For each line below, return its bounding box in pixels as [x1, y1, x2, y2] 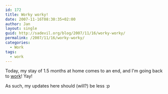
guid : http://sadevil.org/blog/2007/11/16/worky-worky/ [5, 31, 125, 36]
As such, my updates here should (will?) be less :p [5, 83, 110, 89]
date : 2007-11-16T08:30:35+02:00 [5, 17, 76, 22]
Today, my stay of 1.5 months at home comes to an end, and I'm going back [5, 68, 163, 74]
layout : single [5, 26, 37, 31]
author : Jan [5, 21, 30, 27]
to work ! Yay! [5, 73, 33, 79]
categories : [5, 40, 30, 45]
